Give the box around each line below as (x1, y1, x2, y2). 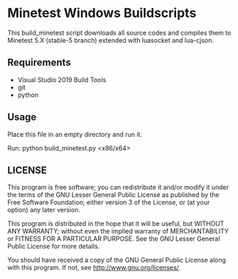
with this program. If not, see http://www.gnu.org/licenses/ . (7, 263, 181, 272)
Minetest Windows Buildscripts (7, 5, 197, 21)
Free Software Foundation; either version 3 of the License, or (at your (7, 198, 210, 207)
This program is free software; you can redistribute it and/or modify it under (7, 183, 229, 192)
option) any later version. (7, 206, 80, 214)
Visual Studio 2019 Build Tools (17, 75, 107, 84)
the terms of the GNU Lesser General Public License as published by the (7, 190, 220, 199)
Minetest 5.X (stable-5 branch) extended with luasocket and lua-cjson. (7, 35, 215, 44)
